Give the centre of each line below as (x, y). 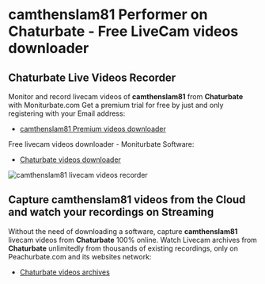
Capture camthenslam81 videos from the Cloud (127, 200)
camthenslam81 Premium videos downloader (93, 129)
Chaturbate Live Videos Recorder (92, 77)
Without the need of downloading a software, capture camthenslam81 (123, 231)
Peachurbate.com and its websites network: (80, 256)
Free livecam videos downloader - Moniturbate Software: (101, 144)
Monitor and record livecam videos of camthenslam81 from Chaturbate (126, 96)
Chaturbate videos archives (65, 272)
